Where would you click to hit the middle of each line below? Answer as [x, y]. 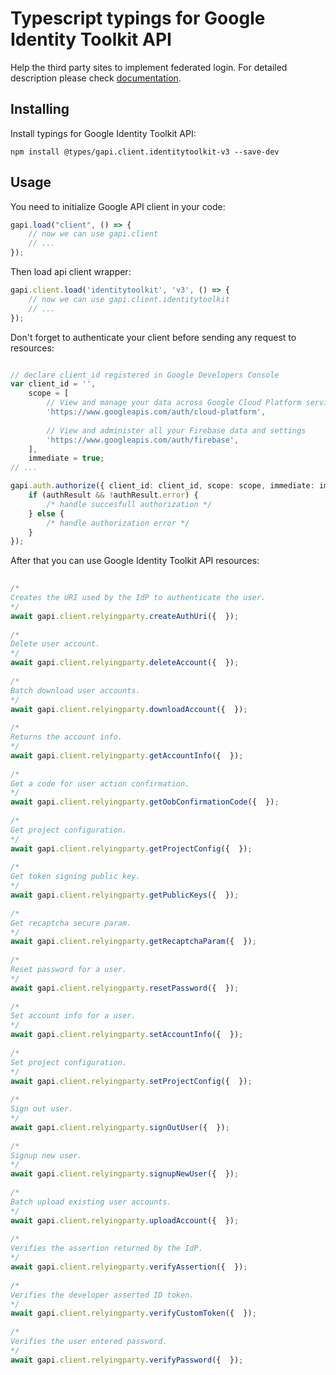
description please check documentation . [96, 78]
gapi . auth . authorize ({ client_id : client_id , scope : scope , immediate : [162, 486]
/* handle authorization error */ [118, 523]
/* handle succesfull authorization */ [129, 504]
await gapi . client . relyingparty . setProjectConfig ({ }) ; [131, 1081]
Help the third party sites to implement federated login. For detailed [149, 67]
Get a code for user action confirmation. [100, 783]
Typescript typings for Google [138, 18]
